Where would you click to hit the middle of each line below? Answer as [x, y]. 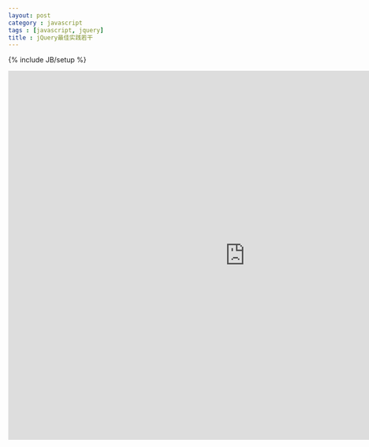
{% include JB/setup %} [47, 60]
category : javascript [45, 23]
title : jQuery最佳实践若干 [50, 37]
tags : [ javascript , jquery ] [56, 30]
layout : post [30, 15]
